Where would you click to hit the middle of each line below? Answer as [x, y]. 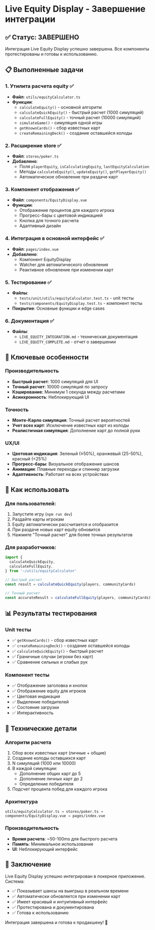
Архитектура [21, 802]
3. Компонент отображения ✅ [42, 189]
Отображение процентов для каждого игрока [67, 211]
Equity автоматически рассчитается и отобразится [65, 525]
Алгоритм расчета [28, 742]
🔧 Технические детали [41, 728]
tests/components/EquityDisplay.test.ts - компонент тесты [81, 303]
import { [14, 558]
